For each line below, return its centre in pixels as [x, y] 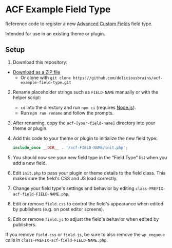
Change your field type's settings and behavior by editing [73, 188]
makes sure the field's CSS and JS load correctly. [65, 178]
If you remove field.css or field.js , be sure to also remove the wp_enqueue [85, 234]
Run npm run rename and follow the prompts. [67, 113]
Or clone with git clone [45, 78]
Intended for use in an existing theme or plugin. [55, 33]
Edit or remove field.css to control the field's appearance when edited [88, 203]
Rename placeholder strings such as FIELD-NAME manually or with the [85, 92]
